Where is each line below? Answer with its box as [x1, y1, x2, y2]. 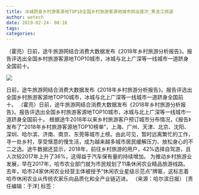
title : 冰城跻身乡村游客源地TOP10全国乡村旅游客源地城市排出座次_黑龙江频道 [6, 8, 173, 15]
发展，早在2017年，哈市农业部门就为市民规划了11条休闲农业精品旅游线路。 [6, 161, 189, 168]
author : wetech [6, 14, 44, 20]
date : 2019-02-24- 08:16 [6, 20, 68, 25]
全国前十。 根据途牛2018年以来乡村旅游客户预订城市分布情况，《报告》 [21, 116, 191, 123]
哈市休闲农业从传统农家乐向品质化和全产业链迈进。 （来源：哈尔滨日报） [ [6, 175, 188, 183]
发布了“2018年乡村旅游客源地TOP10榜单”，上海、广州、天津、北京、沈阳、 [6, 123, 189, 130]
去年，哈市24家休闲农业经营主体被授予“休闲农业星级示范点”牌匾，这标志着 [6, 168, 189, 175]
